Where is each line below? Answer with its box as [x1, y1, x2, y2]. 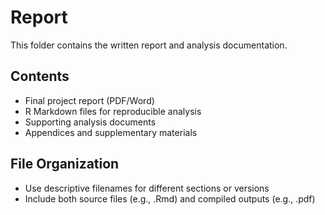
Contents [10, 68, 70, 85]
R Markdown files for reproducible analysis [24, 105, 202, 117]
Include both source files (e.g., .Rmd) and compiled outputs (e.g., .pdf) [24, 192, 316, 205]
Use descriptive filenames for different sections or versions [24, 182, 270, 194]
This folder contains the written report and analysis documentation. [10, 39, 288, 51]
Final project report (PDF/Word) [24, 94, 155, 106]
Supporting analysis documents [24, 116, 157, 128]
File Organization [10, 156, 120, 173]
